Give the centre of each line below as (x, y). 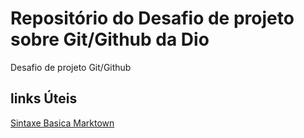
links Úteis (44, 98)
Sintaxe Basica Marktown (62, 123)
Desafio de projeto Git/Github (71, 67)
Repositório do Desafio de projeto (152, 18)
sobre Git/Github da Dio (110, 39)
